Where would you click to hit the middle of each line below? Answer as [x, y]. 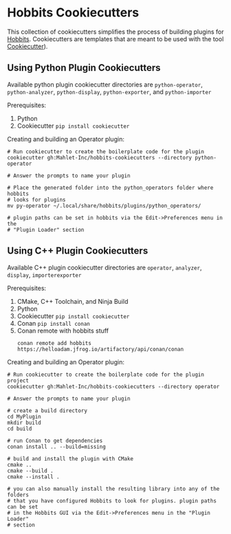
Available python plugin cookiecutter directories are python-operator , [105, 85]
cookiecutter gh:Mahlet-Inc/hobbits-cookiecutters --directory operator [113, 386]
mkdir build [24, 423]
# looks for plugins [37, 200]
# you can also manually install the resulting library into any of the [113, 489]
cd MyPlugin [24, 416]
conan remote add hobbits [54, 343]
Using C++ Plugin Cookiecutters [78, 251]
